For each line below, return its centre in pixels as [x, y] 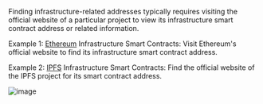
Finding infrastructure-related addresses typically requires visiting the [123, 12]
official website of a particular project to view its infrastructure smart [121, 20]
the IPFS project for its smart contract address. [85, 76]
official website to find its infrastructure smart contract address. [113, 52]
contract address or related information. [74, 28]
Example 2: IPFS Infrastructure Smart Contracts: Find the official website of [131, 67]
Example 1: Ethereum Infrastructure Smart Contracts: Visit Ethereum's [122, 44]
